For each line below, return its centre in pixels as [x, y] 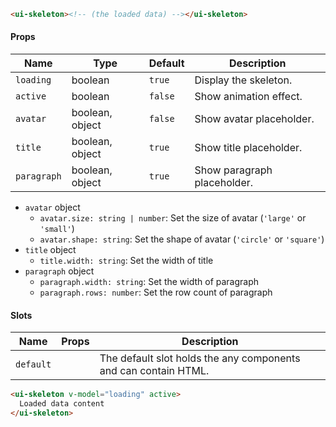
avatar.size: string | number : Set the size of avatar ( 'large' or [173, 218]
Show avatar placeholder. [254, 119]
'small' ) [57, 229]
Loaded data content [62, 404]
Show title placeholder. [248, 148]
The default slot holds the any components [200, 358]
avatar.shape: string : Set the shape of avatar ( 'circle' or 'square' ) [182, 239]
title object [50, 250]
